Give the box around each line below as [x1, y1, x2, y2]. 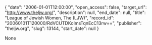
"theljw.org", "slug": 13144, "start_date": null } [5, 25, 99, 31]
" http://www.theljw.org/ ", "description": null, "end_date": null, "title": [5, 9, 146, 15]
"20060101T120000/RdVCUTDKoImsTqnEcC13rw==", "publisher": [5, 20, 142, 26]
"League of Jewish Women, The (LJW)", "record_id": [5, 15, 115, 20]
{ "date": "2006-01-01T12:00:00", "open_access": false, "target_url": [5, 4, 147, 10]
